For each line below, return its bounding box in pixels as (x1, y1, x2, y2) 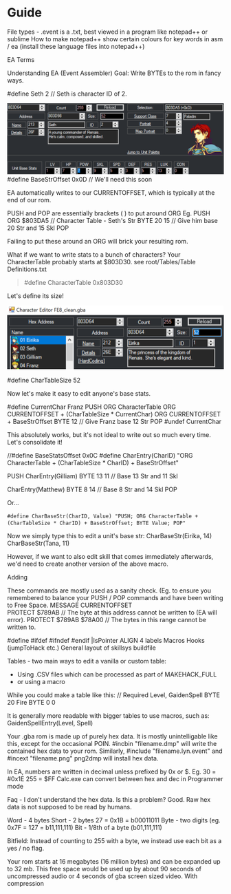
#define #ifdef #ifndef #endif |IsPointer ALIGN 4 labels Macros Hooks (7, 637, 205, 645)
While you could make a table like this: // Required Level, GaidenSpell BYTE (7, 691, 220, 699)
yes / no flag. (7, 844, 45, 853)
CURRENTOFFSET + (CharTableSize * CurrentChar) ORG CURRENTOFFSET (7, 410, 221, 418)
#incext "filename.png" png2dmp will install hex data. (7, 754, 159, 763)
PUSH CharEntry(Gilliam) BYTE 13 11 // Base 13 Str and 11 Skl (7, 472, 178, 480)
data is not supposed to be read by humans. (7, 803, 132, 811)
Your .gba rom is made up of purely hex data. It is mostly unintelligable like (7, 732, 218, 741)
